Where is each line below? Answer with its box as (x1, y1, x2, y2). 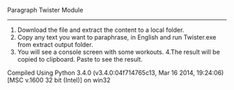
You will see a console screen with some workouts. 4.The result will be (17, 48, 221, 56)
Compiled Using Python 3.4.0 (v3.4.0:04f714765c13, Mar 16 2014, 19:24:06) (7, 69, 224, 77)
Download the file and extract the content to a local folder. (17, 26, 185, 34)
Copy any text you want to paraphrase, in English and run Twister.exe (17, 33, 217, 41)
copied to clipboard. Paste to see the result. (17, 55, 143, 63)
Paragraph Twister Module (7, 6, 84, 14)
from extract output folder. (17, 41, 93, 48)
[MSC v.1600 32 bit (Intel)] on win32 (7, 76, 111, 84)
